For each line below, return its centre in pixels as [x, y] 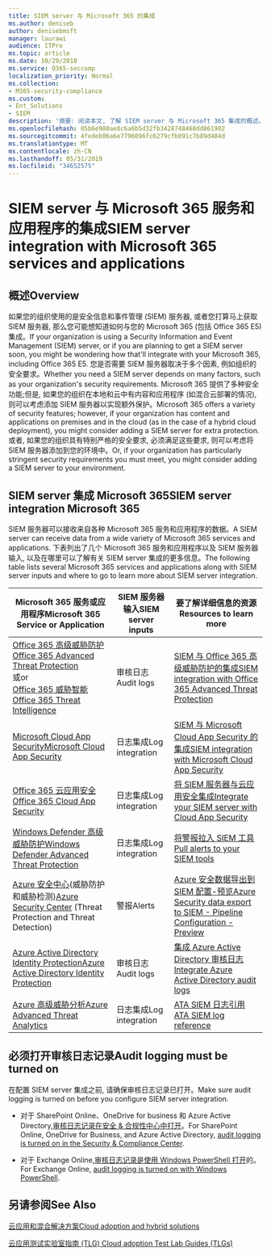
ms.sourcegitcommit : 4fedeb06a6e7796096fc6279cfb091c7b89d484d [117, 136]
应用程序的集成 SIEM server [100, 229]
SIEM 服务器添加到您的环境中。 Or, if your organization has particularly [125, 450]
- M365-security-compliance [56, 91]
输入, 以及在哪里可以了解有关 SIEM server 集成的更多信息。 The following [129, 558]
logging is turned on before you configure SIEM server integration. [119, 1098]
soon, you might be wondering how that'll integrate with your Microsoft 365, [134, 354]
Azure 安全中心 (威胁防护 [58, 884]
